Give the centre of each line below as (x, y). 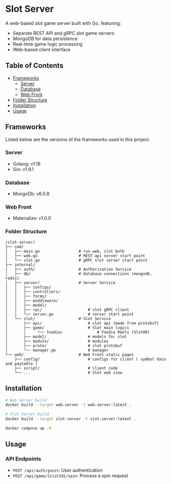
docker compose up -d (28, 429)
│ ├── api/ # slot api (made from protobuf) (82, 323)
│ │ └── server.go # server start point (70, 314)
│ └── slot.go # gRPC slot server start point (76, 260)
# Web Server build (26, 400)
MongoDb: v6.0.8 (31, 194)
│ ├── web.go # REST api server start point (75, 256)
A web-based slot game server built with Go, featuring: (63, 23)
